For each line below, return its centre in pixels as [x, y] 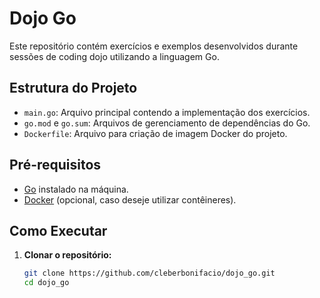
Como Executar [58, 230]
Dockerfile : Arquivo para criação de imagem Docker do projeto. [155, 133]
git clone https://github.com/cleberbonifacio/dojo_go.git [149, 273]
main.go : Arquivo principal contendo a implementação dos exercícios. [167, 112]
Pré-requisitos [55, 165]
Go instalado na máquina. [76, 189]
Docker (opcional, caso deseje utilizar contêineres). [130, 199]
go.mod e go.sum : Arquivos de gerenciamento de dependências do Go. [167, 123]
